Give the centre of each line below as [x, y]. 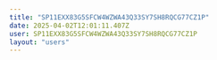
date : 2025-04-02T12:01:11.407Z [69, 26]
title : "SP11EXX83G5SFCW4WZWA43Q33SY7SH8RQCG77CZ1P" [109, 17]
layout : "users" [39, 42]
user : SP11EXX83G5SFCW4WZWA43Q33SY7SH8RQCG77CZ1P [104, 34]
